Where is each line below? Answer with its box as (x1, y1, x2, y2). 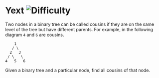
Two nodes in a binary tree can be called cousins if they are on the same (5, 21, 155, 27)
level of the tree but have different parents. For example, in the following (5, 26, 154, 32)
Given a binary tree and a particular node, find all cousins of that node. (5, 67, 151, 73)
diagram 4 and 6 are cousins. (5, 32, 64, 38)
